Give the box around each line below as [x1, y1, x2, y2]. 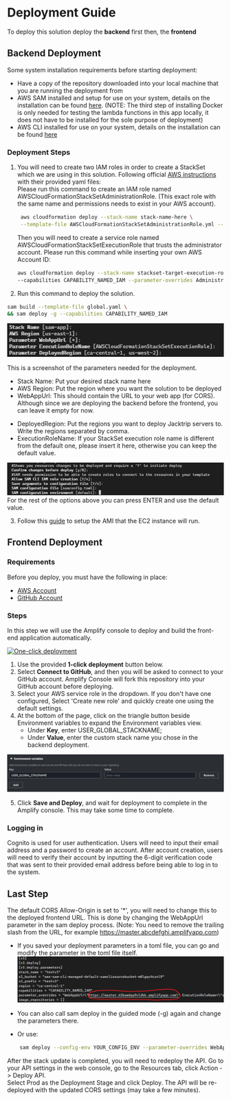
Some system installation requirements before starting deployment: [7, 65, 198, 74]
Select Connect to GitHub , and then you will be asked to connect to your [16, 668, 224, 675]
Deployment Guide [7, 5, 116, 21]
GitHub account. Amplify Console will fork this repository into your [16, 675, 205, 683]
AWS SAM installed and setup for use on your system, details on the [16, 94, 210, 102]
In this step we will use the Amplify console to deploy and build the [7, 626, 197, 634]
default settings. [16, 704, 64, 712]
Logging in [7, 823, 43, 833]
